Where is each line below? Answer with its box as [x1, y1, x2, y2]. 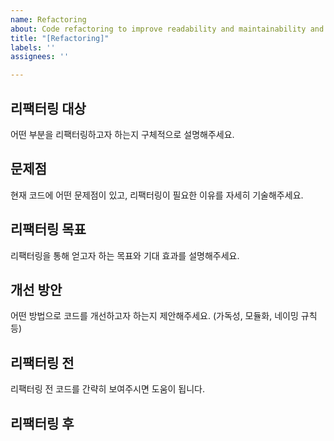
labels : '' [10, 42, 56, 53]
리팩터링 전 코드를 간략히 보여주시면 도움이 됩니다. [10, 383, 206, 395]
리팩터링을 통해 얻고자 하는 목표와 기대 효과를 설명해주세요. [10, 249, 240, 261]
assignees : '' [10, 52, 70, 62]
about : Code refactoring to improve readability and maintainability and [10, 24, 325, 34]
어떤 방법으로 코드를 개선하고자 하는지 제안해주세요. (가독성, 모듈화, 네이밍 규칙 [10, 310, 318, 322]
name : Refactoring [10, 14, 87, 25]
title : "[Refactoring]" [10, 33, 110, 43]
